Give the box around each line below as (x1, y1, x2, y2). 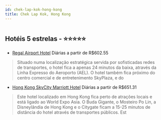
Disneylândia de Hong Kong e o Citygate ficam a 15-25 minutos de (17, 104, 151, 110)
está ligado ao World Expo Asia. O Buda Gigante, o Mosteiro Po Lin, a (17, 99, 156, 105)
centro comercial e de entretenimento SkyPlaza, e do (17, 75, 124, 81)
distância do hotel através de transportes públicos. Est (17, 109, 127, 115)
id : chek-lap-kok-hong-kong (5, 7, 62, 12)
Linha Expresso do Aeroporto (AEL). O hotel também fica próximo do (17, 70, 155, 76)
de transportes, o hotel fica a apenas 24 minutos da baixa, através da (17, 64, 157, 71)
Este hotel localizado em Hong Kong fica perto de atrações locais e (17, 94, 153, 100)
